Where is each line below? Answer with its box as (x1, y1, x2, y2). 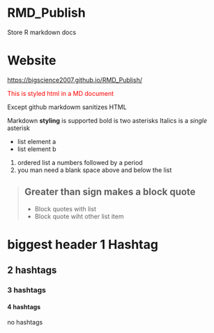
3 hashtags (7, 285, 47, 295)
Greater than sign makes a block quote (24, 186, 196, 198)
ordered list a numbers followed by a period (17, 158, 143, 166)
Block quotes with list (34, 204, 96, 213)
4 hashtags (7, 302, 41, 311)
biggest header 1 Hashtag (7, 236, 159, 253)
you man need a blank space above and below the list (17, 166, 172, 174)
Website (7, 52, 56, 69)
